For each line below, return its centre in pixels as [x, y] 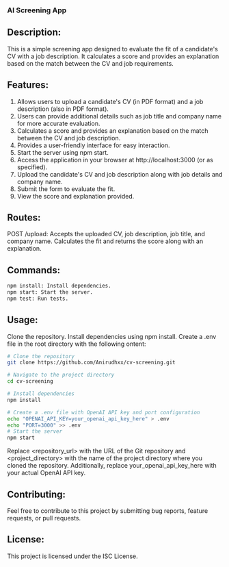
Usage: [23, 320]
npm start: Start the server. [50, 292]
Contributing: [37, 494]
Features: [28, 85]
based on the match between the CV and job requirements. [91, 63]
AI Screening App [37, 10]
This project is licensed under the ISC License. [72, 556]
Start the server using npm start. [63, 152]
